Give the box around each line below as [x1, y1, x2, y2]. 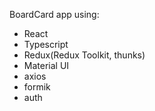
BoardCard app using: [9, 9, 100, 20]
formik [23, 81, 51, 93]
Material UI [23, 60, 70, 71]
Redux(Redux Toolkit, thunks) [23, 49, 146, 61]
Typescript [23, 39, 69, 50]
